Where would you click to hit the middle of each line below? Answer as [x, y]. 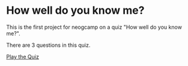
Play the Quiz [23, 56]
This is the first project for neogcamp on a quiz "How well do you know [94, 27]
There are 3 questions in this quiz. [48, 45]
